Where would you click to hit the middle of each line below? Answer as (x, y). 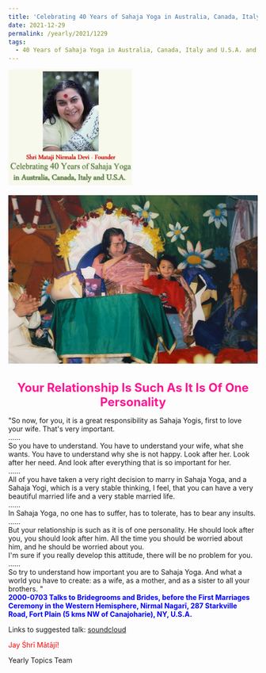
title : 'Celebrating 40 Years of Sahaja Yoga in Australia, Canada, (123, 17)
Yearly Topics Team (40, 660)
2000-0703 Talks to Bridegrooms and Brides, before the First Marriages (129, 597)
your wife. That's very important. (62, 429)
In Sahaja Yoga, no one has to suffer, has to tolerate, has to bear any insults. (132, 513)
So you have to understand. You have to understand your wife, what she (126, 445)
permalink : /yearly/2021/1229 (58, 33)
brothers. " (26, 589)
